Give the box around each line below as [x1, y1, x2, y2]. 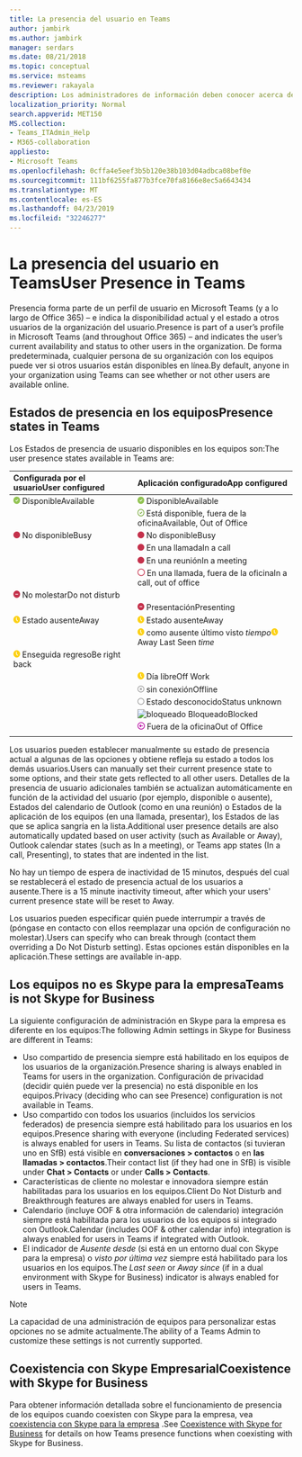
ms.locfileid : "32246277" [9, 214, 106, 223]
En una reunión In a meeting [146, 554, 247, 566]
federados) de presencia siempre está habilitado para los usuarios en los [22, 1119, 293, 1129]
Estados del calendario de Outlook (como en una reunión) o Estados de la [9, 802, 282, 812]
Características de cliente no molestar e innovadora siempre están [22, 1175, 269, 1187]
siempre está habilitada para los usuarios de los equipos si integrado [22, 1214, 277, 1225]
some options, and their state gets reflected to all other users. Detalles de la [9, 773, 290, 783]
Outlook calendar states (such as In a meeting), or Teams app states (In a [9, 840, 281, 850]
